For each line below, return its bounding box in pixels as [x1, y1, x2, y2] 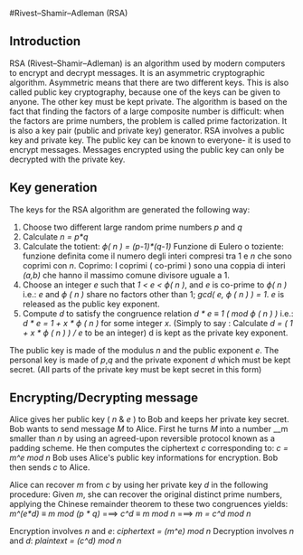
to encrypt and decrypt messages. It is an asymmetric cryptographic [9, 67, 265, 78]
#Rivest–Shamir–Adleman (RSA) [9, 8, 128, 18]
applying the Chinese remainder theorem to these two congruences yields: [9, 499, 289, 510]
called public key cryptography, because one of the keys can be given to [9, 86, 280, 98]
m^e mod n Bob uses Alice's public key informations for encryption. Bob [9, 452, 279, 464]
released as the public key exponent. [22, 298, 160, 309]
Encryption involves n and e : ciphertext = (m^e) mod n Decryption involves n [9, 526, 295, 537]
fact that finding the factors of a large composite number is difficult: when [9, 106, 285, 117]
